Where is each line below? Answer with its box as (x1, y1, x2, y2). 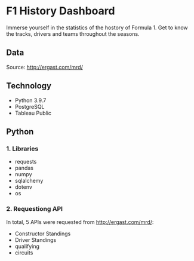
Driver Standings (14, 236, 57, 243)
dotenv (14, 183, 33, 191)
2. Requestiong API (6, 205, 63, 213)
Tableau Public (14, 109, 52, 116)
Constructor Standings (14, 230, 71, 237)
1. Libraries (6, 145, 39, 153)
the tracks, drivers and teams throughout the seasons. (6, 30, 140, 37)
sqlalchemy (14, 177, 44, 185)
